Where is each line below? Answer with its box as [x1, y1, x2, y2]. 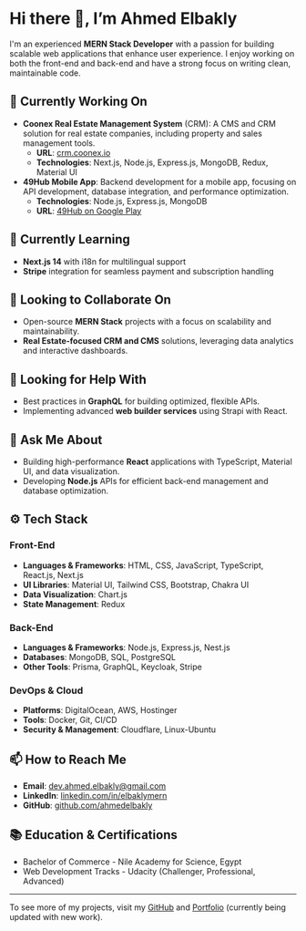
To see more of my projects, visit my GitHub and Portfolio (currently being [9, 902, 287, 913]
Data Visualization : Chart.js [22, 588, 127, 600]
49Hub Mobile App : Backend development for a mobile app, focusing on [22, 176, 297, 187]
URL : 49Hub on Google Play [36, 205, 142, 216]
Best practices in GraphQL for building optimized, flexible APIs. [22, 396, 260, 407]
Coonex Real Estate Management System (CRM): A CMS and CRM [22, 118, 276, 129]
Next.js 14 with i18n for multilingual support [22, 255, 187, 267]
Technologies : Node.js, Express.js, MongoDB [36, 195, 208, 206]
